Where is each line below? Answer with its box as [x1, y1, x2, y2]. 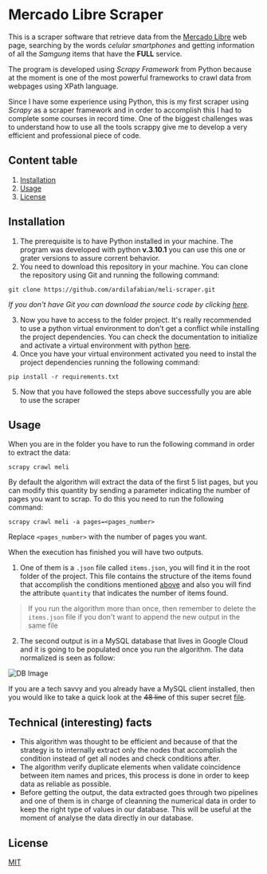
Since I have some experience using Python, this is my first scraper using [8, 96, 249, 106]
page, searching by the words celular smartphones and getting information [8, 40, 255, 49]
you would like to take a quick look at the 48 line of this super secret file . [8, 692, 246, 703]
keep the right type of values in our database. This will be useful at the [19, 805, 252, 814]
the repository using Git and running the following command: [19, 270, 220, 280]
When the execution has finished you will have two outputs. [8, 548, 204, 557]
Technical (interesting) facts [8, 715, 152, 729]
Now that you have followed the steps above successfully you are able [19, 387, 252, 396]
